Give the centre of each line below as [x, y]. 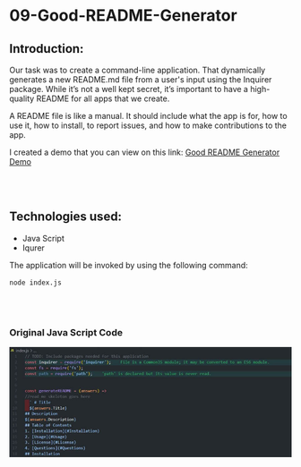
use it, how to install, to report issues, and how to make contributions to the [148, 125]
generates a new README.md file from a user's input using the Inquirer [141, 80]
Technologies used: [66, 217]
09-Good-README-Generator [123, 16]
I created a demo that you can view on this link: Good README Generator [145, 152]
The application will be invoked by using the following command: [129, 265]
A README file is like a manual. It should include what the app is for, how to [149, 116]
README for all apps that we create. [103, 98]
